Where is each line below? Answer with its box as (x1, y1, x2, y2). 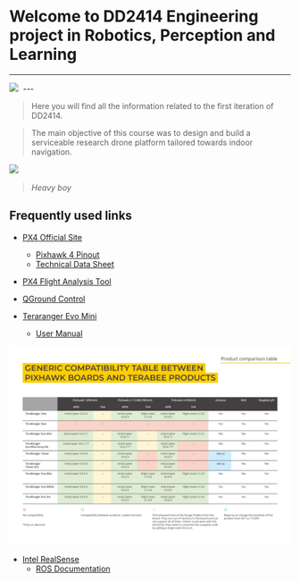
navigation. (30, 146, 73, 157)
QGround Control (21, 293, 86, 304)
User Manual (35, 328, 83, 339)
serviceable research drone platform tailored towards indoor (30, 137, 254, 148)
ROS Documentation (35, 563, 111, 574)
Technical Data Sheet (35, 258, 114, 269)
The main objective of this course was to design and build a (30, 127, 252, 138)
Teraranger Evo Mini (21, 310, 97, 321)
